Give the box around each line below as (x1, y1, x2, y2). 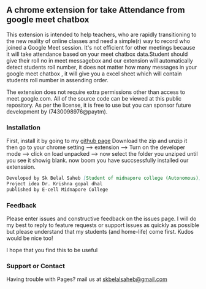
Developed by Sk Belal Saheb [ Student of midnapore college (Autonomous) (6, 175, 199, 182)
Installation (6, 123, 41, 131)
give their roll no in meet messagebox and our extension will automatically (6, 56, 193, 64)
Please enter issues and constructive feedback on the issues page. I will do (6, 215, 197, 223)
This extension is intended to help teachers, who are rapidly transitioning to (6, 31, 197, 38)
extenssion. (6, 163, 36, 171)
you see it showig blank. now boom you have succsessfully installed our (6, 156, 189, 164)
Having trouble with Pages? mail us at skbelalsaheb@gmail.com (6, 276, 167, 283)
